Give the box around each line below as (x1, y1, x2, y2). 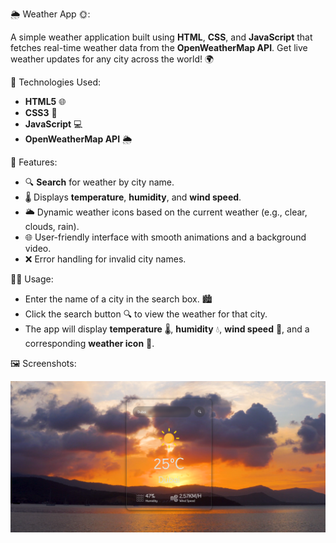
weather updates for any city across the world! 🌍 (10, 53, 215, 65)
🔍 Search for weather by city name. (24, 176, 175, 188)
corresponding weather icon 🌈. (24, 338, 155, 349)
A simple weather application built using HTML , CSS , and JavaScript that (10, 31, 313, 43)
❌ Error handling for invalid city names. (24, 253, 187, 265)
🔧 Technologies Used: (10, 76, 101, 88)
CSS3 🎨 (24, 107, 58, 118)
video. (24, 243, 52, 254)
